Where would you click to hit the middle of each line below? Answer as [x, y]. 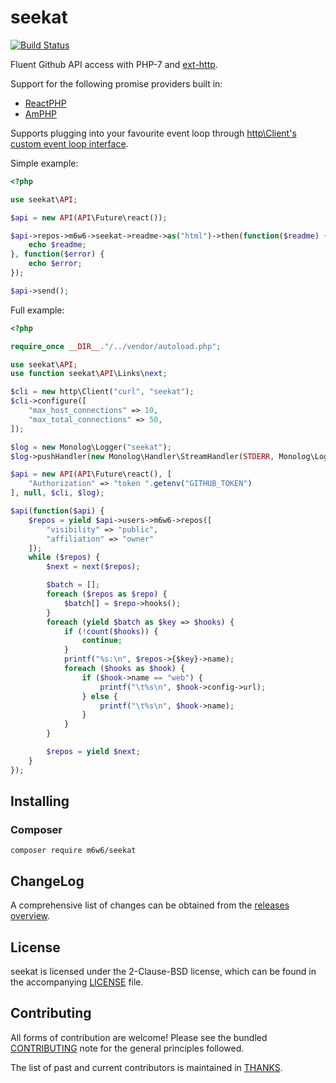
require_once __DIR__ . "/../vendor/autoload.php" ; [116, 346]
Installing [40, 801]
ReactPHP [45, 103]
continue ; [102, 641]
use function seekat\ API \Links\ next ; [89, 374]
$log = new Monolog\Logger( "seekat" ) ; [91, 447]
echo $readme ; [57, 245]
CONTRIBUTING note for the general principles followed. [127, 1048]
